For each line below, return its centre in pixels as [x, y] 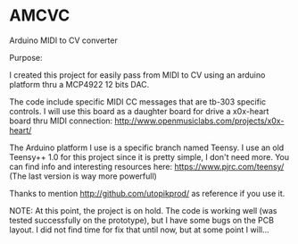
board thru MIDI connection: [61, 121]
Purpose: [26, 57]
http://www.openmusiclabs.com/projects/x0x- [199, 121]
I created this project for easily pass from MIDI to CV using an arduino [137, 75]
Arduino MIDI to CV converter [63, 40]
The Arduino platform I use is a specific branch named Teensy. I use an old [147, 147]
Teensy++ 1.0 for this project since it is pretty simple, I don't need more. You [149, 156]
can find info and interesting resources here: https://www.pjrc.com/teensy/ [147, 166]
